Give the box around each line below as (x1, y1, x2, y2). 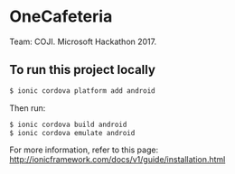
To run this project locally (9, 62, 156, 78)
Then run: (9, 102, 46, 114)
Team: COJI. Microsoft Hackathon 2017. (9, 36, 157, 47)
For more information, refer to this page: (9, 144, 159, 155)
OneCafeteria (9, 6, 113, 27)
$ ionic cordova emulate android (9, 128, 136, 137)
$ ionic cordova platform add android (9, 86, 155, 96)
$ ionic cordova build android (9, 120, 127, 129)
